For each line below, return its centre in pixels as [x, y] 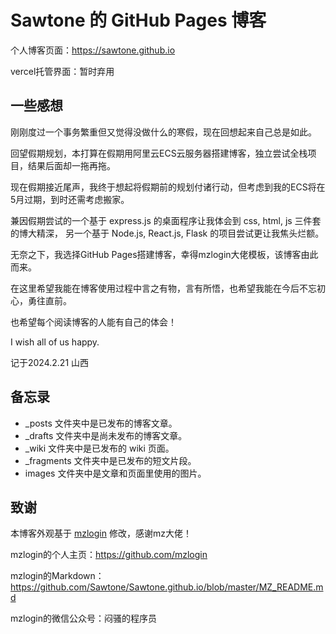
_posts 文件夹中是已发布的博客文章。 [101, 423]
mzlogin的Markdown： [57, 576]
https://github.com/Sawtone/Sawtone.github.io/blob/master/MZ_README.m [167, 587]
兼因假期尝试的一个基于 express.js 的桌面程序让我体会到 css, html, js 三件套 [166, 220]
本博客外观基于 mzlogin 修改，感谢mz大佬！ [101, 533]
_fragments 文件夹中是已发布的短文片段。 [110, 460]
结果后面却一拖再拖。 [71, 165]
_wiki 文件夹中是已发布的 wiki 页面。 [99, 448]
